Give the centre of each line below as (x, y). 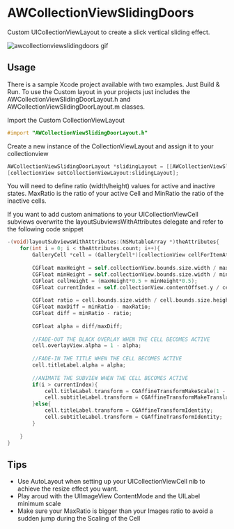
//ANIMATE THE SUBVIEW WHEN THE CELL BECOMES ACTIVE (110, 378)
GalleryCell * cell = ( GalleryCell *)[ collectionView (109, 255)
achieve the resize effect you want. (68, 489)
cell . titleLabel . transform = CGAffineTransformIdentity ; (129, 411)
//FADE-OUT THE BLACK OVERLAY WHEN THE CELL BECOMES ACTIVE (121, 339)
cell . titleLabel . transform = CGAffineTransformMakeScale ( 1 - (135, 391)
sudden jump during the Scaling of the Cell (79, 519)
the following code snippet (45, 229)
